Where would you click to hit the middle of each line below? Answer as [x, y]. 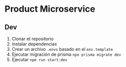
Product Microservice [50, 9]
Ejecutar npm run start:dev [39, 59]
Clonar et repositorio [32, 39]
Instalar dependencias [34, 44]
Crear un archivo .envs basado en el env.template [62, 49]
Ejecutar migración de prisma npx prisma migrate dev [66, 54]
